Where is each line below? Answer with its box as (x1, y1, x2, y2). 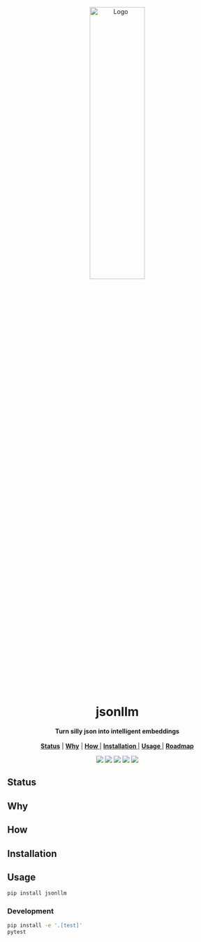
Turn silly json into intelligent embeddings (54, 726, 180, 735)
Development (7, 906, 54, 916)
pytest (7, 929, 27, 936)
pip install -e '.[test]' (7, 922, 82, 929)
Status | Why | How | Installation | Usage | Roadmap (40, 742, 194, 750)
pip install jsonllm (7, 890, 68, 897)
